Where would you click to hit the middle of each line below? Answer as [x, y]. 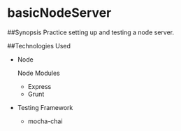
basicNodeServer [59, 13]
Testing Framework [45, 107]
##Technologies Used [39, 46]
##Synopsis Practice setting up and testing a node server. [91, 32]
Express [39, 86]
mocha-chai [45, 121]
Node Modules [39, 73]
